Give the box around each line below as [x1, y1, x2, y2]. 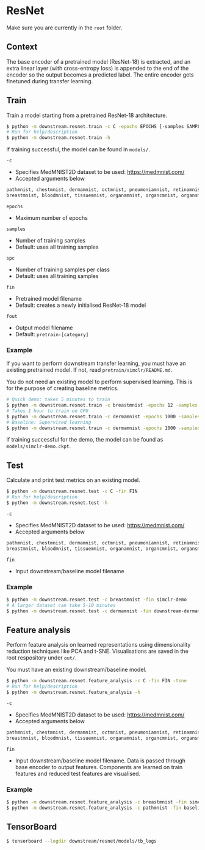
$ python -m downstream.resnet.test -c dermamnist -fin [6, 607, 151, 614]
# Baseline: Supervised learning [6, 419, 92, 426]
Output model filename [15, 324, 73, 331]
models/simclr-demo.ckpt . [6, 442, 71, 450]
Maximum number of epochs [15, 214, 88, 221]
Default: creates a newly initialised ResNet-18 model [15, 301, 146, 309]
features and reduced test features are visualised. [15, 770, 141, 777]
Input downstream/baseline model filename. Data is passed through [15, 757, 186, 764]
